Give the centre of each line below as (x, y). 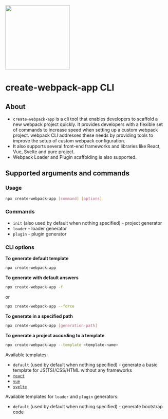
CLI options (20, 247)
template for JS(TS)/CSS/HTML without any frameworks (72, 370)
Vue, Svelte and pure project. (44, 152)
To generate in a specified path (39, 316)
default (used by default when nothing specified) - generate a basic (85, 365)
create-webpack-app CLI (60, 88)
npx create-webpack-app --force (40, 306)
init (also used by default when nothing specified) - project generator (87, 223)
